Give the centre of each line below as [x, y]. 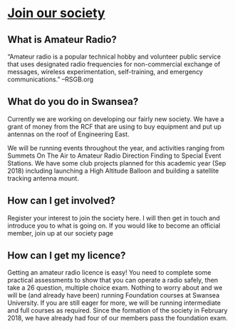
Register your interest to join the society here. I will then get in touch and [114, 218]
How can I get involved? [62, 201]
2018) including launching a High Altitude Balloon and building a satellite [113, 171]
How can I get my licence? [67, 256]
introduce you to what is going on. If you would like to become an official [114, 226]
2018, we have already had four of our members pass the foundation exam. [117, 318]
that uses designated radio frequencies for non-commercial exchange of [114, 64]
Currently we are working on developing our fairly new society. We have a [116, 118]
